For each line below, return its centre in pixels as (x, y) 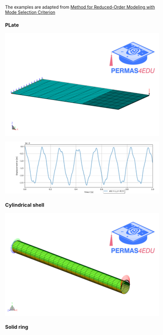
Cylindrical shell (25, 205)
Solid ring (17, 327)
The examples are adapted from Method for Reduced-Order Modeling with (80, 7)
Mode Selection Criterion (30, 12)
